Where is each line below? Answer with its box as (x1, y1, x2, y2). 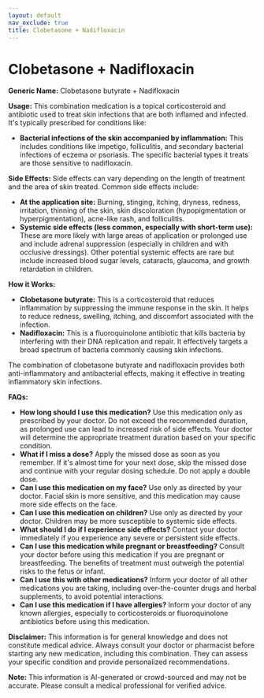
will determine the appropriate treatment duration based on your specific (19, 433, 256, 442)
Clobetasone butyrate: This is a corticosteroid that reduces (19, 295, 214, 304)
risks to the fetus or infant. (19, 566, 106, 576)
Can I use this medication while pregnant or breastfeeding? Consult (19, 541, 245, 551)
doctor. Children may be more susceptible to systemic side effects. (19, 517, 237, 526)
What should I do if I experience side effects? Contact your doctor (19, 525, 238, 534)
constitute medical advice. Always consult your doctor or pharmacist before (8, 640, 255, 650)
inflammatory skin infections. (8, 377, 102, 387)
